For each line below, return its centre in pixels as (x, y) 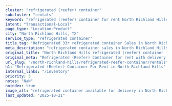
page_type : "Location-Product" (39, 29)
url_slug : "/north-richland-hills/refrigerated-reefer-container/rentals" (87, 62)
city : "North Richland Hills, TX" (42, 34)
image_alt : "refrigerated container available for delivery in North (81, 90)
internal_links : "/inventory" (38, 72)
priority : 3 (18, 76)
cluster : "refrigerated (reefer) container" (53, 10)
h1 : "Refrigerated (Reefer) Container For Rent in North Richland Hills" (86, 67)
